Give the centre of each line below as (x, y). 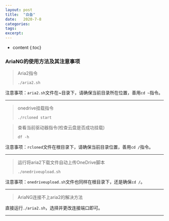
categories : (18, 24)
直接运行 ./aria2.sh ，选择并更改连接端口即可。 (54, 208)
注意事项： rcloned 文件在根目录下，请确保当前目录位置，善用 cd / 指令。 (79, 147)
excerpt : (14, 33)
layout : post (19, 10)
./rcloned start (34, 118)
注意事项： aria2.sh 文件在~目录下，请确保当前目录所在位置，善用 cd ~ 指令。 (84, 93)
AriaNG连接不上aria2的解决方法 (50, 197)
